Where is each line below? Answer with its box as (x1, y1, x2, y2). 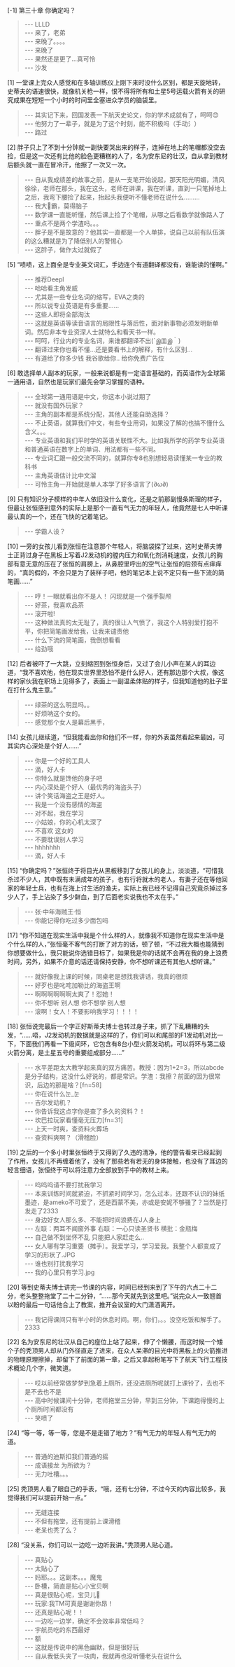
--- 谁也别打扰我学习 (24, 1260, 85, 1267)
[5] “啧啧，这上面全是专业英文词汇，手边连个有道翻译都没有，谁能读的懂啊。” (7, 260, 228, 268)
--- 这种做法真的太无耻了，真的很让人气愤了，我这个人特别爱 (24, 618, 201, 627)
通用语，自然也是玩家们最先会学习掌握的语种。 (13, 377, 148, 386)
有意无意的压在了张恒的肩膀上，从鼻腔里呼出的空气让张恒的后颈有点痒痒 (13, 559, 222, 568)
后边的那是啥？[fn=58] (36, 1081, 102, 1089)
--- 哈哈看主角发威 (24, 284, 78, 292)
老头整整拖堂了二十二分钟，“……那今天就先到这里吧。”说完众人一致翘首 (19, 1292, 222, 1300)
